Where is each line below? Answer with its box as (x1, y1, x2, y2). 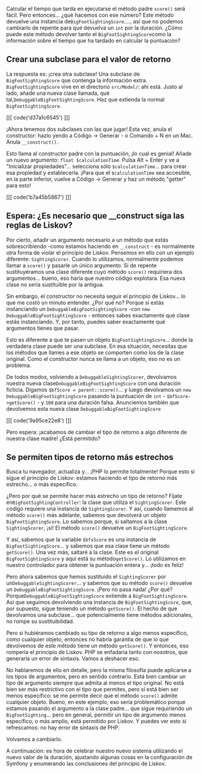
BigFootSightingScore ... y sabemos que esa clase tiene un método (6, 542, 170, 550)
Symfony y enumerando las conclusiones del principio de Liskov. (6, 760, 166, 768)
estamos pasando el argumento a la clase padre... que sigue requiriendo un (6, 705, 193, 712)
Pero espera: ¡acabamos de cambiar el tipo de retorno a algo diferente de (6, 428, 187, 435)
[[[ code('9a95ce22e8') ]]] (6, 417, 72, 424)
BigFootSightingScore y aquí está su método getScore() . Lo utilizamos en (6, 555, 186, 562)
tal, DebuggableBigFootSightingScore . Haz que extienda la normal (6, 95, 165, 103)
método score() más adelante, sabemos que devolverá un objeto (6, 512, 166, 519)
